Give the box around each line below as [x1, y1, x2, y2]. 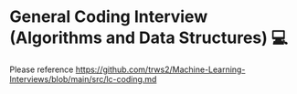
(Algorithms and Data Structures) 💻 [9, 27, 288, 48]
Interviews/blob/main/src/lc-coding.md [9, 73, 157, 84]
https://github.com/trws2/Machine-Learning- [75, 64, 246, 75]
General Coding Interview [9, 6, 208, 27]
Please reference [9, 64, 74, 75]
